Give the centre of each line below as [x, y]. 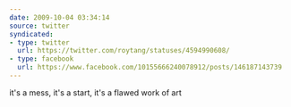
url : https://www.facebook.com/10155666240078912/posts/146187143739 [150, 68]
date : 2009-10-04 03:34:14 [60, 17]
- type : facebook [42, 59]
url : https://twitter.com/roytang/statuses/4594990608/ [124, 51]
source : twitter [39, 26]
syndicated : [31, 34]
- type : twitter [39, 42]
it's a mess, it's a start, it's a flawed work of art [95, 92]
